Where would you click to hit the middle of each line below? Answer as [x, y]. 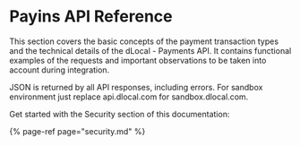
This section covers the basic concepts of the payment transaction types [144, 41]
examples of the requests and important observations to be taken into [138, 60]
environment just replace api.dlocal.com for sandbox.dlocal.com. [129, 97]
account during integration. [60, 70]
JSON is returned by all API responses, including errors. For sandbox [136, 87]
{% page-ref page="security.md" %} [77, 131]
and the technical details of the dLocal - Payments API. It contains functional [150, 50]
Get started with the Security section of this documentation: [120, 114]
